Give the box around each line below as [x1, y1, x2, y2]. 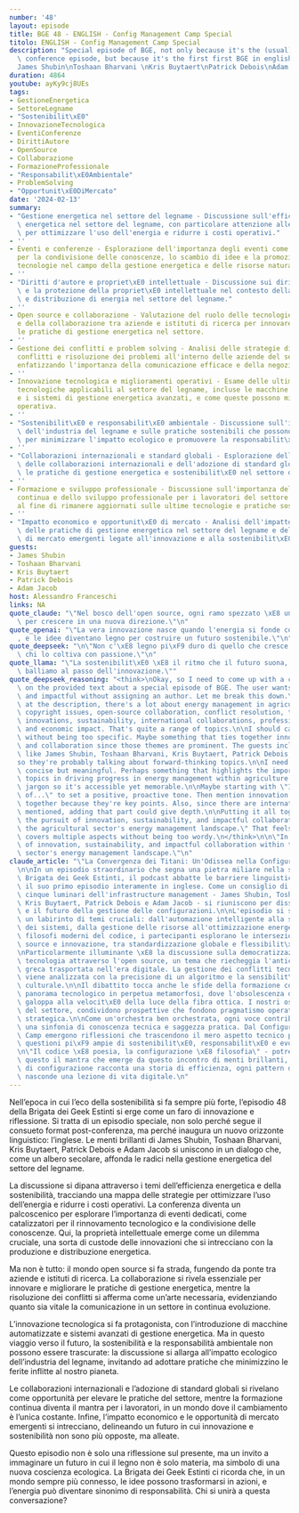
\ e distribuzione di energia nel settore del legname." [17, 295, 233, 303]
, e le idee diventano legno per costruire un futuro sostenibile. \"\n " [17, 634, 293, 643]
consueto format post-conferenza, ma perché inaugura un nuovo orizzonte [9, 1125, 285, 1136]
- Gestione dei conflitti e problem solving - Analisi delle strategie [9, 344, 280, 352]
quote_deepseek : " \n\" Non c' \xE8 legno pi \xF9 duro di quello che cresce [9, 642, 289, 651]
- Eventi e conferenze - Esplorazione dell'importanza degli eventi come [9, 245, 289, 254]
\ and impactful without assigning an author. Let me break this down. [17, 692, 289, 700]
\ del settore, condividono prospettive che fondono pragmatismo [17, 1006, 265, 1015]
